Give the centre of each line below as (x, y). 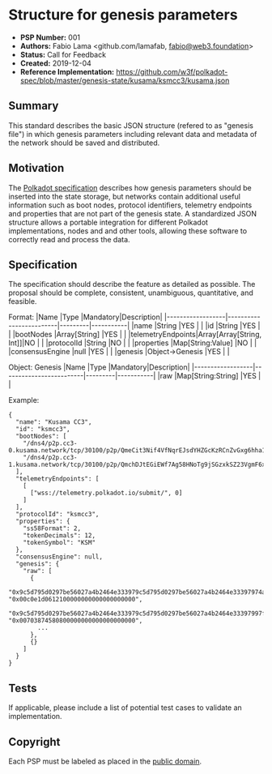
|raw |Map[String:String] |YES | (209, 376)
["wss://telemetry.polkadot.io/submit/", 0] (106, 493)
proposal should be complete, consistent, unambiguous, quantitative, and (131, 293)
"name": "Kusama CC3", (54, 422)
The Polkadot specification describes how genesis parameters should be (130, 187)
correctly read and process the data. (70, 239)
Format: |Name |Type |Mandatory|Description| (86, 317)
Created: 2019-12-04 (55, 63)
